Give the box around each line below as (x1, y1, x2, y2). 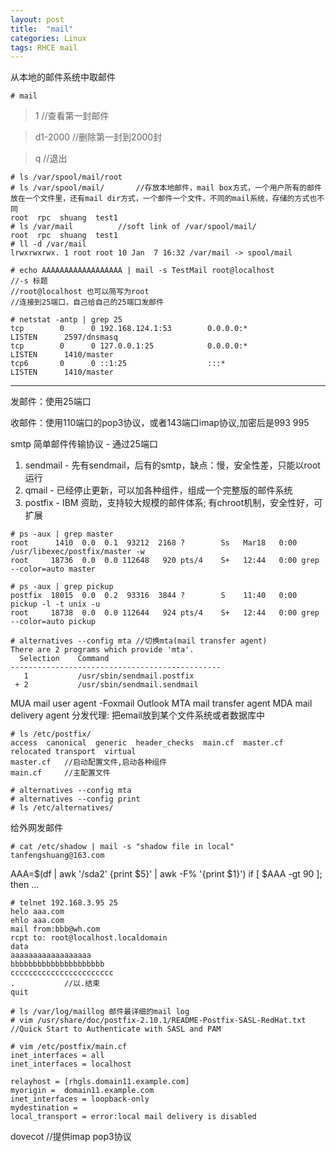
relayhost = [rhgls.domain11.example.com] (10, 1077, 190, 1087)
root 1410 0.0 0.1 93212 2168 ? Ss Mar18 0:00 (10, 538, 298, 548)
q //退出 (34, 152, 68, 165)
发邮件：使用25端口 (10, 396, 92, 408)
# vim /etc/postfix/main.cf (10, 1042, 128, 1052)
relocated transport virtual (10, 747, 137, 757)
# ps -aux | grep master (10, 529, 114, 540)
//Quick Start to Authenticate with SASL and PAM (10, 1024, 222, 1035)
